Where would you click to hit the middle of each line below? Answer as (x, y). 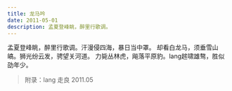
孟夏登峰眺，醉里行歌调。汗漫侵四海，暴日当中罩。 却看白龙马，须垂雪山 (113, 48)
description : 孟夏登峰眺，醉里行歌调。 (59, 27)
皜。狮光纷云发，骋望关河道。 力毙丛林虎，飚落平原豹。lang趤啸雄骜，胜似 (116, 56)
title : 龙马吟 (26, 14)
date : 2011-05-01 (33, 20)
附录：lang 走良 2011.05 (59, 80)
